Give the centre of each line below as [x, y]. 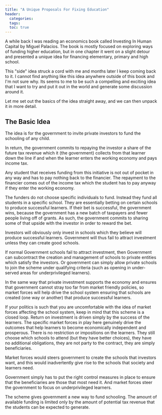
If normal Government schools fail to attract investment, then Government [78, 252]
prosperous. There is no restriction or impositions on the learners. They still [80, 333]
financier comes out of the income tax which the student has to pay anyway [81, 183]
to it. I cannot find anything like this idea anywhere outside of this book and [80, 77]
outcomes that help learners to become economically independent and [76, 327]
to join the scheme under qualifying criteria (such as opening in [68, 267]
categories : [22, 18]
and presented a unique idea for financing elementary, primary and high [77, 57]
